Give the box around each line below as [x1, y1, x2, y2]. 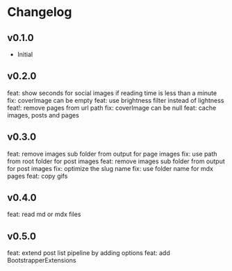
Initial [17, 50, 33, 58]
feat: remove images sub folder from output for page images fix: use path [7, 149, 217, 158]
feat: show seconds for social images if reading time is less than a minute [7, 88, 217, 97]
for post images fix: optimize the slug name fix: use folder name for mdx [7, 164, 214, 172]
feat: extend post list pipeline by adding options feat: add [7, 249, 170, 257]
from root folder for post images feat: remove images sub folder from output [7, 157, 226, 165]
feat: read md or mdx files [7, 210, 81, 219]
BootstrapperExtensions [7, 256, 76, 265]
